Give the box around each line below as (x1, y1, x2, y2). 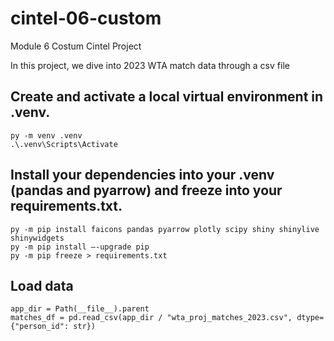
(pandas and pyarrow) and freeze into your (10, 182, 283, 199)
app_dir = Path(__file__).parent (10, 304, 150, 314)
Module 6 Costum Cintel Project (10, 40, 142, 52)
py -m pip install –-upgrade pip (10, 242, 150, 252)
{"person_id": (10, 322, 70, 332)
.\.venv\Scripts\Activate (10, 139, 118, 149)
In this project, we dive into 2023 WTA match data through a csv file (10, 59, 290, 71)
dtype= (296, 313, 325, 323)
